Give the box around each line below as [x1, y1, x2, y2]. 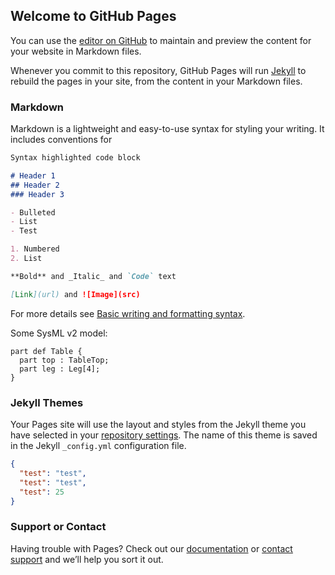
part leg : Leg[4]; [19, 364, 101, 374]
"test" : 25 [19, 487, 65, 497]
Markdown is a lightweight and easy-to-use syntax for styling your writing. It [10, 123, 325, 135]
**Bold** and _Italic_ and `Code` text [10, 271, 177, 281]
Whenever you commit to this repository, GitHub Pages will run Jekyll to [10, 64, 307, 76]
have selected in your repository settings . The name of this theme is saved [10, 429, 318, 441]
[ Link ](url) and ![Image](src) [10, 289, 141, 299]
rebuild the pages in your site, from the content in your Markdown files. [10, 75, 303, 87]
